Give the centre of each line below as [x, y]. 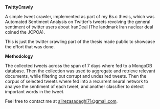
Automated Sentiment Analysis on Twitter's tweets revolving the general [78, 22]
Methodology [19, 56]
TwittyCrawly [19, 7]
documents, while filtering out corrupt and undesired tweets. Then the [76, 76]
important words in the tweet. [35, 92]
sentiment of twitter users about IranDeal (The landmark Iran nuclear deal [79, 27]
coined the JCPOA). [25, 32]
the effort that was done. [30, 47]
